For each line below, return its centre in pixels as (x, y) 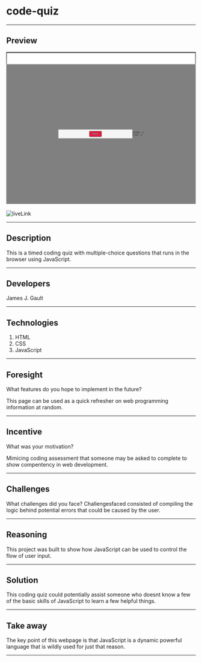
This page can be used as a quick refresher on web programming (87, 401)
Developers (28, 284)
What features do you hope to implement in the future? (74, 389)
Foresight (25, 375)
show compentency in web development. (57, 464)
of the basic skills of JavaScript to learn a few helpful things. (81, 601)
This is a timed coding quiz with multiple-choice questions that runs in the (98, 253)
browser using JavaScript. (39, 259)
